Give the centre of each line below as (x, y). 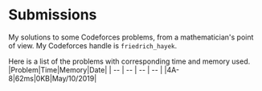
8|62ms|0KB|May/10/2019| (53, 78)
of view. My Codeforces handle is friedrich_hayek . (93, 45)
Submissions (53, 15)
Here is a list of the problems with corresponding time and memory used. (129, 61)
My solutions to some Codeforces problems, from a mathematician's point (131, 37)
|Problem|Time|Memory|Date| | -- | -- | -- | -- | (86, 69)
